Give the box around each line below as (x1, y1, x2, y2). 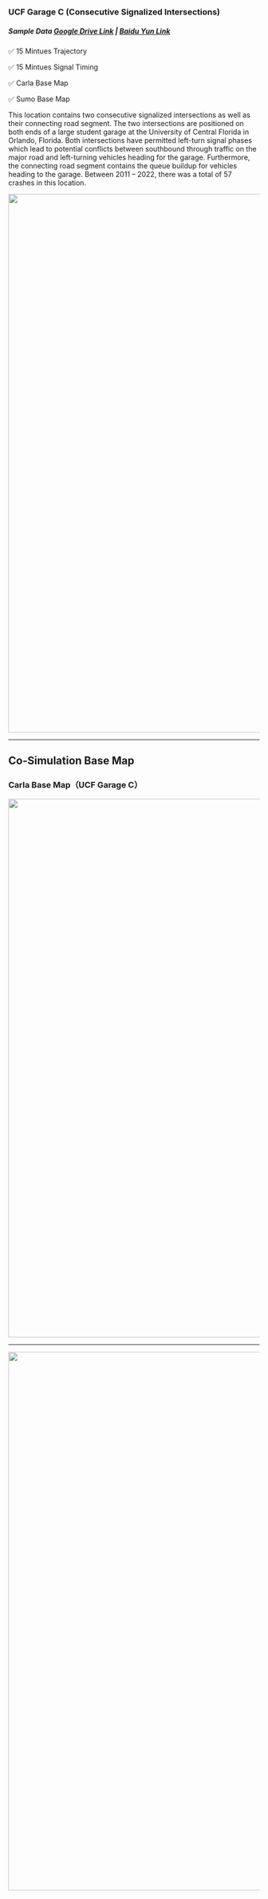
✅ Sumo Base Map (8, 94, 70, 104)
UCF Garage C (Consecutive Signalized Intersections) (8, 6, 221, 18)
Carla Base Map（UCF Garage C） (8, 780, 143, 791)
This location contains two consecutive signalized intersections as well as (8, 110, 251, 120)
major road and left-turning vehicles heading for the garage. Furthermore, (8, 152, 250, 162)
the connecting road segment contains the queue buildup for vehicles (8, 160, 238, 170)
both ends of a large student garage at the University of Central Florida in (8, 127, 250, 136)
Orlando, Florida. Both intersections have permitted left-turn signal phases (8, 135, 253, 145)
